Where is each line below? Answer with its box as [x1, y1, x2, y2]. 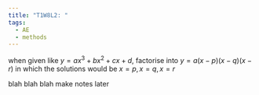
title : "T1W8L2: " [8, 11, 68, 19]
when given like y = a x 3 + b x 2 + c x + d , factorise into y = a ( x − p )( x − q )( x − [8, 55, 253, 65]
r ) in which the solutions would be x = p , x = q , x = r [8, 64, 176, 73]
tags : [8, 19, 26, 26]
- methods [15, 33, 47, 41]
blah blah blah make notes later [8, 79, 110, 88]
